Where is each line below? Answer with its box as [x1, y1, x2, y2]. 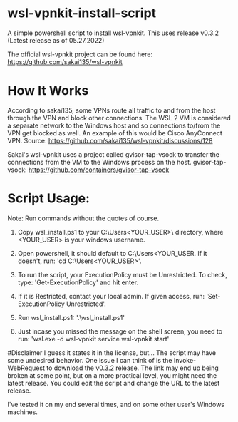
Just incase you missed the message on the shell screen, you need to [17, 326, 223, 336]
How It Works [7, 83, 89, 99]
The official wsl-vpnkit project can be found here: [7, 50, 153, 58]
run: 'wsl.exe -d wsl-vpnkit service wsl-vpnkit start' [17, 334, 170, 343]
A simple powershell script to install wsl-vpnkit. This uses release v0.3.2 [7, 29, 219, 37]
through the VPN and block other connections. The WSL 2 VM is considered [7, 113, 232, 122]
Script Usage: [7, 190, 90, 207]
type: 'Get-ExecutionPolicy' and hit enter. [17, 278, 139, 287]
